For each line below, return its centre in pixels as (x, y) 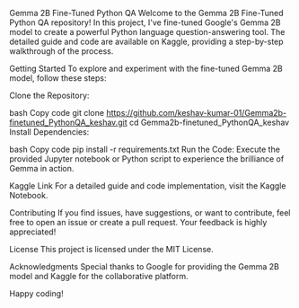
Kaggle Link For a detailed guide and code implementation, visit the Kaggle (148, 186)
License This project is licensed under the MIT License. (111, 249)
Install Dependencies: (49, 132)
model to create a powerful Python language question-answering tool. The (147, 32)
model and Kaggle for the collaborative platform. (99, 276)
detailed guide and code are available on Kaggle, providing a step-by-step (147, 41)
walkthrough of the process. (62, 51)
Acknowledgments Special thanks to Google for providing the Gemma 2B (145, 267)
